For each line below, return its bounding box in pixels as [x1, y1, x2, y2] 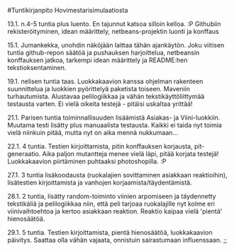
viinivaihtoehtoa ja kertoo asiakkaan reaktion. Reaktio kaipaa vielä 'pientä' [7, 207, 223, 215]
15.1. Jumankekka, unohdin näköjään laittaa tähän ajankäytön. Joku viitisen [7, 41, 225, 49]
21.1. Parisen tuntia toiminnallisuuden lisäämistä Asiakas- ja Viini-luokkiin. [7, 113, 221, 122]
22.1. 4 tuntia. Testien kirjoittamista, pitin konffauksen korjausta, [7, 142, 193, 151]
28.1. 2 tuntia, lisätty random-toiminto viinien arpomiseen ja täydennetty [7, 192, 216, 200]
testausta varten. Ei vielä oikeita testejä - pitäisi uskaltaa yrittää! [7, 100, 193, 108]
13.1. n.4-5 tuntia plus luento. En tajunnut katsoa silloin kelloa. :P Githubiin [7, 20, 221, 28]
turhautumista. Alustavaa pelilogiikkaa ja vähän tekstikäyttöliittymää [7, 92, 205, 100]
